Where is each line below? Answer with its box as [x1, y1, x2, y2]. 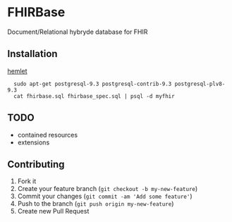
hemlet [7, 66, 28, 75]
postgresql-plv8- [174, 80, 226, 87]
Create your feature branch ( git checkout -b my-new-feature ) [17, 185, 198, 193]
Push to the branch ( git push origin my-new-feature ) [17, 199, 174, 208]
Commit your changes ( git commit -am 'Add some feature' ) [17, 192, 193, 201]
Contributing [7, 158, 65, 170]
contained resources [17, 130, 78, 139]
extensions [17, 138, 50, 147]
